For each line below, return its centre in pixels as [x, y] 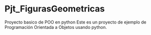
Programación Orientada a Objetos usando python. [56, 27]
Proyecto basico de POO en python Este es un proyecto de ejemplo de [75, 22]
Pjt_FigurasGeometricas [55, 9]
